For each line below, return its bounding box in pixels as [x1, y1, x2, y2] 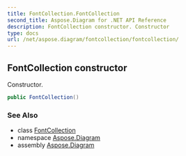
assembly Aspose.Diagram [17, 141, 95, 150]
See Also [7, 110, 38, 120]
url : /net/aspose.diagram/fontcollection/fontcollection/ [7, 36, 179, 43]
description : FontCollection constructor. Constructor [7, 23, 170, 30]
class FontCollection [17, 126, 76, 134]
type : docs [7, 29, 39, 37]
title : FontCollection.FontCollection [7, 10, 120, 17]
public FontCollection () [7, 93, 79, 101]
